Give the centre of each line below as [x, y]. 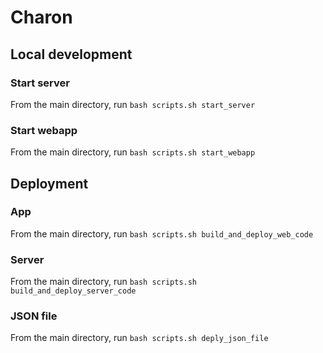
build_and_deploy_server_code [73, 291]
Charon [41, 17]
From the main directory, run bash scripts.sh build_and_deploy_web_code [162, 233]
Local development [71, 54]
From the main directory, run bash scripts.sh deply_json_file [139, 338]
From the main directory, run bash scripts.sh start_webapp [133, 152]
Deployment [49, 183]
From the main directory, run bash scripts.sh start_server [133, 104]
